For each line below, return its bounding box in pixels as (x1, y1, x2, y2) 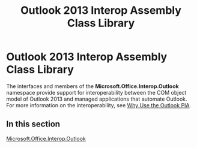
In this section (6, 119, 61, 129)
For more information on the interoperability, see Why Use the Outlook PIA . (6, 101, 192, 108)
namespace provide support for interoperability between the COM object (6, 89, 187, 96)
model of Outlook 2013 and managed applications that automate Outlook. (6, 95, 187, 102)
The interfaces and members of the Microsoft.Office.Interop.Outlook (6, 82, 179, 90)
